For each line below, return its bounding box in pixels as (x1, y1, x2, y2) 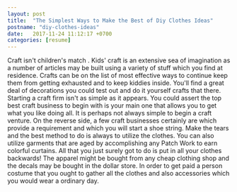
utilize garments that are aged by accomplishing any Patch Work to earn (7, 139, 218, 147)
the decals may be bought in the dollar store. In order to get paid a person (7, 162, 223, 170)
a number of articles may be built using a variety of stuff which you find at (7, 64, 223, 72)
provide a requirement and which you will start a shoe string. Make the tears (7, 124, 229, 132)
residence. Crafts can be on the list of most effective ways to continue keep (7, 72, 229, 80)
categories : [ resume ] (7, 37, 71, 44)
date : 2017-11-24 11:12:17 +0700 (7, 30, 112, 38)
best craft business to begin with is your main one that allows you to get (7, 101, 217, 110)
